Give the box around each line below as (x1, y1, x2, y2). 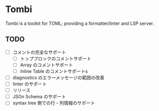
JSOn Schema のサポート (12, 94, 66, 100)
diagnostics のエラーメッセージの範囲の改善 (12, 75, 105, 81)
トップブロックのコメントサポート (20, 55, 92, 61)
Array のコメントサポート (20, 62, 73, 68)
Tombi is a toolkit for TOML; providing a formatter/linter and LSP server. (5, 20, 154, 26)
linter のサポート (12, 81, 47, 87)
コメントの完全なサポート (12, 49, 66, 55)
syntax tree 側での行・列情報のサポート (12, 100, 95, 106)
